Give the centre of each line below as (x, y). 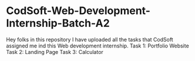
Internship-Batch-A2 (58, 23)
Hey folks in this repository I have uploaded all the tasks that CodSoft (90, 39)
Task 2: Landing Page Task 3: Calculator (55, 52)
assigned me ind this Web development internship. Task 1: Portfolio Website (97, 46)
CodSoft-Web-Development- (78, 11)
